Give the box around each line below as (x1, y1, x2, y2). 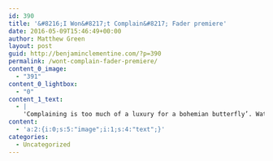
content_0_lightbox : (8, 80, 79, 88)
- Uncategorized (15, 140, 71, 149)
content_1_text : (8, 95, 63, 103)
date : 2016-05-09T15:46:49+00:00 (8, 27, 122, 35)
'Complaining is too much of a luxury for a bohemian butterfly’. (23, 111, 253, 119)
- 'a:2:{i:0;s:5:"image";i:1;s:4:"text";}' (15, 125, 165, 133)
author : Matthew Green (8, 34, 85, 43)
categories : (8, 133, 49, 141)
